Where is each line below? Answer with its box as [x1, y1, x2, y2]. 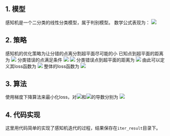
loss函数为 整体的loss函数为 [14, 63, 80, 69]
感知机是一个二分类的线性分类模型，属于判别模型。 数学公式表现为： [5, 19, 150, 26]
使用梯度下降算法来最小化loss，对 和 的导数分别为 [5, 94, 119, 100]
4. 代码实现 [5, 110, 40, 119]
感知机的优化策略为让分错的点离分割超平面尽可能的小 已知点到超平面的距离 [5, 50, 164, 56]
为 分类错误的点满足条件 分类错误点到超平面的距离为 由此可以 [5, 57, 160, 63]
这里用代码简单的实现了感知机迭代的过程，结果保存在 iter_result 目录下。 [5, 125, 161, 131]
